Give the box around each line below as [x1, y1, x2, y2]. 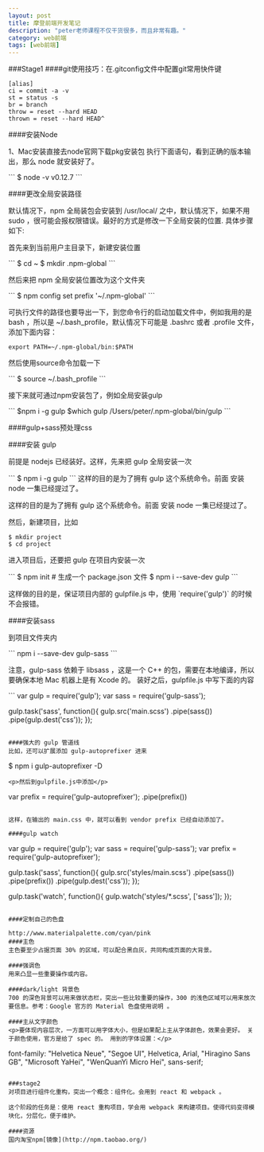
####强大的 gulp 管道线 [8, 739, 80, 747]
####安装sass [8, 616, 56, 626]
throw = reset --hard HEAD [8, 108, 98, 116]
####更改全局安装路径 [8, 189, 82, 199]
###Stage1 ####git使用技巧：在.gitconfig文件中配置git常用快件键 [8, 64, 222, 74]
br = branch [8, 101, 48, 109]
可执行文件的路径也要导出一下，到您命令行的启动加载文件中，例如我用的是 [8, 307, 252, 317]
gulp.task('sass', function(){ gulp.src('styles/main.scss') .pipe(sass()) [8, 868, 235, 877]
